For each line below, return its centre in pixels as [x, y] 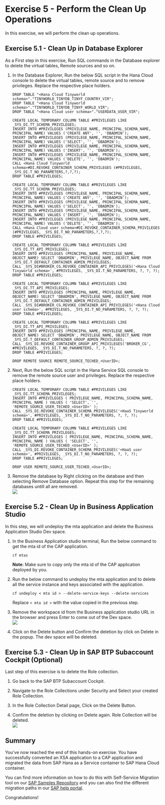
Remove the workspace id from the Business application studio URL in [83, 612]
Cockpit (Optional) [34, 660]
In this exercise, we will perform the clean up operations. [62, 33]
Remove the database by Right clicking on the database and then [78, 476]
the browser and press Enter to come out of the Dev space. [72, 617]
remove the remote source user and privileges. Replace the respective [83, 375]
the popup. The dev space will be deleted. [55, 637]
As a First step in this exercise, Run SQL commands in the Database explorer [82, 60]
